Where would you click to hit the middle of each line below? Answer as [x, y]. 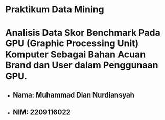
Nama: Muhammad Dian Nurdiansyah [73, 95]
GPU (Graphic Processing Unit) [72, 44]
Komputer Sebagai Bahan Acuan [76, 54]
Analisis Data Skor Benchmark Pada [83, 33]
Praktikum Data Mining [55, 9]
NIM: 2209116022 [41, 113]
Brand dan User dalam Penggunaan [82, 65]
